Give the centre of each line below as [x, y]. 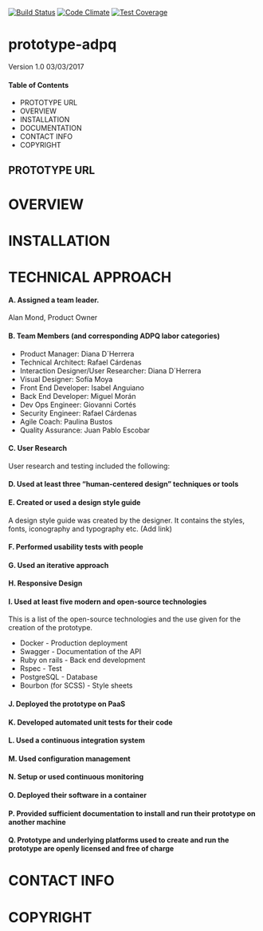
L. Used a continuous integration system [77, 740]
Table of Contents [39, 85]
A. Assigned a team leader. [54, 300]
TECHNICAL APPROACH [90, 277]
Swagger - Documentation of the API [80, 652]
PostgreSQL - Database [59, 677]
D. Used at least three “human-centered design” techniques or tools [124, 484]
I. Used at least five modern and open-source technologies [108, 602]
